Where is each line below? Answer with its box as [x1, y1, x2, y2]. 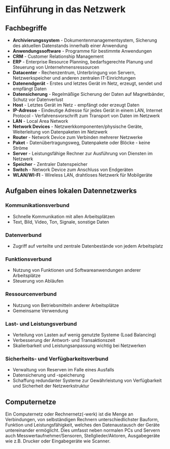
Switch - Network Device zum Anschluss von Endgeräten [12, 166, 133, 172]
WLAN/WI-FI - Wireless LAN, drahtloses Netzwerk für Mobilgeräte [12, 172, 153, 178]
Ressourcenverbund [5, 291, 57, 298]
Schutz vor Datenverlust [12, 96, 63, 102]
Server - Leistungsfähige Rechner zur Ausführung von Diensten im [12, 151, 153, 156]
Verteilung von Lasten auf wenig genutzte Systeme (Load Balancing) [12, 331, 156, 338]
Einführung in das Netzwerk [5, 4, 126, 15]
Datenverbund [5, 231, 42, 238]
